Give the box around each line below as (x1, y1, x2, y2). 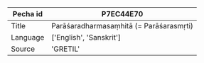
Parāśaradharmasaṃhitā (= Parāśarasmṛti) (50, 21, 194, 30)
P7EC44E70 (101, 9, 144, 18)
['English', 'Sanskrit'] (50, 33, 121, 42)
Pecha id (12, 9, 43, 18)
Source (11, 44, 36, 54)
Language (11, 33, 45, 42)
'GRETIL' (50, 44, 80, 54)
